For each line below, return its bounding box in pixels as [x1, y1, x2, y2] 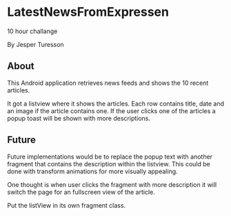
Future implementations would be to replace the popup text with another [7, 153, 212, 161]
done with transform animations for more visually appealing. [7, 167, 178, 175]
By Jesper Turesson [7, 40, 64, 48]
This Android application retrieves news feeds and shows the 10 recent [7, 79, 209, 87]
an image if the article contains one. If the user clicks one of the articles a [7, 106, 216, 115]
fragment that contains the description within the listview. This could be [7, 159, 210, 168]
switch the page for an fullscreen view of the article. [7, 188, 155, 196]
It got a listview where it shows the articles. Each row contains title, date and [7, 99, 225, 108]
